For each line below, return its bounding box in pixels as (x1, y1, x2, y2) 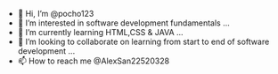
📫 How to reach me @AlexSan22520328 (17, 55, 170, 66)
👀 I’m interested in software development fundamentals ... (17, 18, 230, 28)
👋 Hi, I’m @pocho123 (17, 9, 94, 18)
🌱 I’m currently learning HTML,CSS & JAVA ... (17, 27, 184, 37)
